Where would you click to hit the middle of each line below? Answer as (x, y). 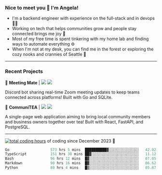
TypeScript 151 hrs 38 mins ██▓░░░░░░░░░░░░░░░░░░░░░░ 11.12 (81, 154)
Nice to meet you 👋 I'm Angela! (42, 8)
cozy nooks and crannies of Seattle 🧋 (49, 54)
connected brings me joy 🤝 (39, 34)
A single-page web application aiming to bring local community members (78, 116)
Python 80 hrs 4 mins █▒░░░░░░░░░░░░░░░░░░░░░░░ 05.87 (81, 168)
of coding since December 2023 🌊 (81, 141)
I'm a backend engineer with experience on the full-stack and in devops (83, 18)
